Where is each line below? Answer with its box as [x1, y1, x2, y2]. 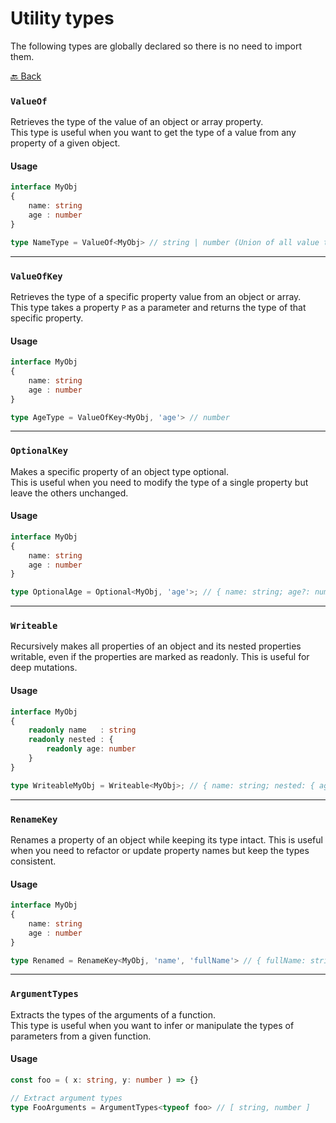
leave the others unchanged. [10, 487, 129, 499]
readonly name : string [28, 725, 137, 736]
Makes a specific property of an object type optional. [10, 465, 229, 477]
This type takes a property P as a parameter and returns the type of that [10, 301, 307, 313]
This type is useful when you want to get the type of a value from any [10, 127, 297, 139]
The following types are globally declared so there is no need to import [10, 40, 302, 52]
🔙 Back [10, 70, 42, 82]
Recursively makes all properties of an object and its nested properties [10, 640, 302, 652]
